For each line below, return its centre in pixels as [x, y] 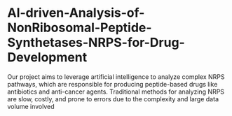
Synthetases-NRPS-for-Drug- [96, 43]
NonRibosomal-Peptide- [80, 28]
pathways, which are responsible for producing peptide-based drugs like [112, 84]
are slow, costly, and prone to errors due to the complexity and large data [113, 99]
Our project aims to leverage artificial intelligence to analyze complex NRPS [116, 77]
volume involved [31, 106]
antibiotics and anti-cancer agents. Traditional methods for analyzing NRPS [116, 92]
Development [47, 58]
